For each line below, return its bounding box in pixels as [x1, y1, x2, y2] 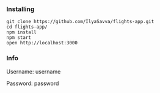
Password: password [6, 80, 59, 87]
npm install [6, 29, 37, 35]
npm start [6, 35, 32, 41]
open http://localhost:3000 [6, 40, 78, 46]
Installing [6, 5, 35, 13]
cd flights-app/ [6, 24, 48, 30]
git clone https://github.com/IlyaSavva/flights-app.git [6, 19, 155, 25]
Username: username [6, 67, 61, 75]
